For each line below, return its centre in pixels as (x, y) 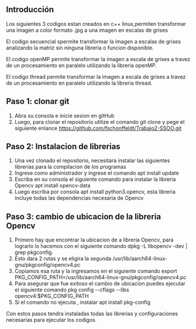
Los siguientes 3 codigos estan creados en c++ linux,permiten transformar (96, 23)
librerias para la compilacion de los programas (71, 167)
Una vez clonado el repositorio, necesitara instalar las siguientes (92, 160)
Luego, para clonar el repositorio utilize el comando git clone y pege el (99, 122)
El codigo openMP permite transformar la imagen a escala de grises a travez (98, 59)
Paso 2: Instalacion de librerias (63, 147)
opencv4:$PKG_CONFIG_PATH (51, 296)
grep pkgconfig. (34, 253)
